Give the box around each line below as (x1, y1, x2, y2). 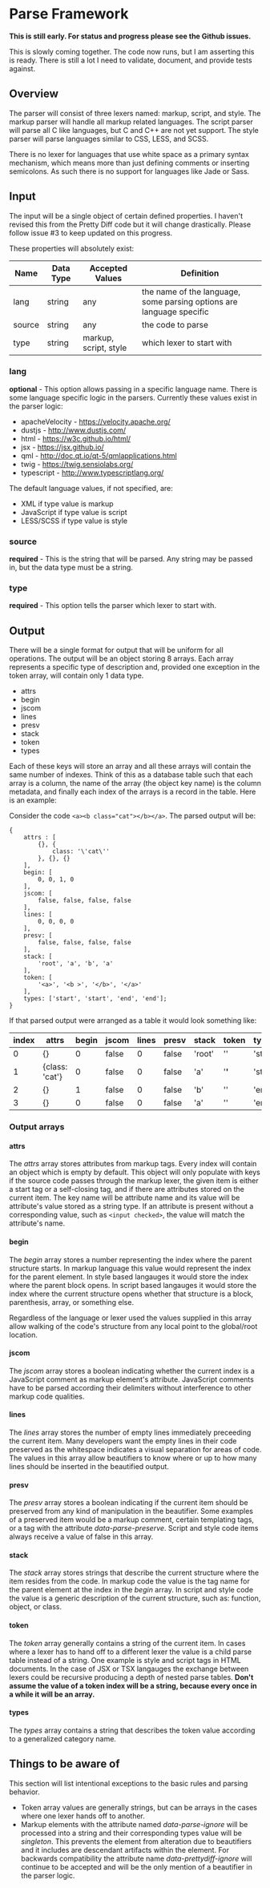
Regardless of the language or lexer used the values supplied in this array (9, 1313, 252, 1322)
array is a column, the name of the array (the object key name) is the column (9, 779, 262, 788)
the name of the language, (142, 286, 241, 297)
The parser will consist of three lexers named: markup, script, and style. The (9, 108, 261, 118)
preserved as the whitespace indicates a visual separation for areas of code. (9, 1445, 262, 1454)
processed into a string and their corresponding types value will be (20, 1828, 243, 1838)
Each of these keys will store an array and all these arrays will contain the (9, 762, 252, 771)
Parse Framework (9, 5, 129, 23)
